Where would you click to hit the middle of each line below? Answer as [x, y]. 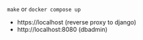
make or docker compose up [44, 9]
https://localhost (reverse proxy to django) [77, 22]
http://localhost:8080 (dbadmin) [62, 29]
